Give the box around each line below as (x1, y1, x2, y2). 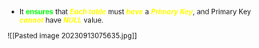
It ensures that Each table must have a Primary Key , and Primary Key (18, 7, 252, 16)
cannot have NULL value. (18, 15, 104, 25)
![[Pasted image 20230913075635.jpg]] (7, 31, 137, 40)
